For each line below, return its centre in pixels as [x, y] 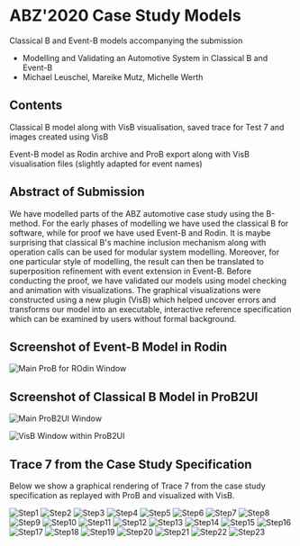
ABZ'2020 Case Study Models [125, 16]
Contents [36, 106]
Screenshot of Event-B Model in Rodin [118, 347]
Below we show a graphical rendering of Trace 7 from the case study [137, 486]
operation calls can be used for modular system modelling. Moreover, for [145, 252]
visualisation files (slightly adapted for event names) [106, 164]
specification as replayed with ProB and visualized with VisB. [122, 495]
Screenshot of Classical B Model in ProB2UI [134, 397]
